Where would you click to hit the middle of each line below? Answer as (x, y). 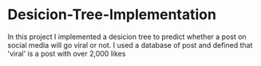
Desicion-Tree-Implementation (112, 15)
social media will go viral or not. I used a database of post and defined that (130, 45)
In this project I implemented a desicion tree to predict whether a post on (127, 37)
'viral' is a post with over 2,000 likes (67, 53)
